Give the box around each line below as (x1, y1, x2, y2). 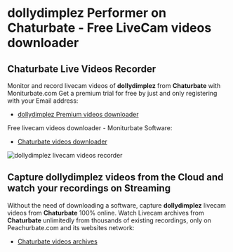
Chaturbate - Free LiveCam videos (7, 20, 212, 36)
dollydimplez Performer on (7, 5, 167, 21)
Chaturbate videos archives (17, 237, 98, 246)
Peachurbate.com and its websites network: (7, 223, 135, 232)
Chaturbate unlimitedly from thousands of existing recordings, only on (7, 216, 212, 225)
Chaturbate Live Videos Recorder (7, 63, 157, 75)
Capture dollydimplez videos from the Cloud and (7, 171, 224, 184)
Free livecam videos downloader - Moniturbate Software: (7, 124, 173, 132)
